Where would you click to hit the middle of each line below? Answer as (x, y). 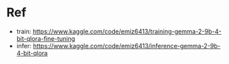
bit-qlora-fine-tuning (46, 38)
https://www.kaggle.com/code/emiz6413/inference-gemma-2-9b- (127, 46)
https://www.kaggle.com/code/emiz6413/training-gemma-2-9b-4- (127, 31)
